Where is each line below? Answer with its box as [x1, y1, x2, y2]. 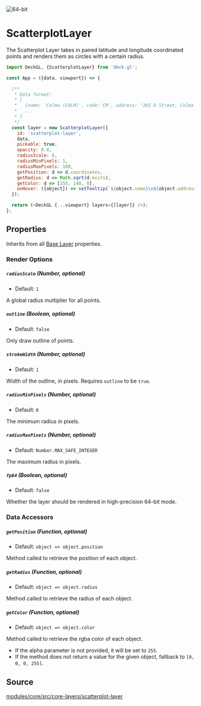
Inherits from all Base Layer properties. [6, 240, 102, 247]
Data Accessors [6, 513, 54, 521]
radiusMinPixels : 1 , [17, 158, 68, 164]
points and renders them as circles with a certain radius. [6, 53, 145, 60]
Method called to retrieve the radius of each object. [6, 595, 133, 602]
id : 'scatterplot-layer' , [17, 130, 82, 136]
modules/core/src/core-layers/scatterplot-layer [6, 693, 123, 700]
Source [6, 677, 34, 687]
